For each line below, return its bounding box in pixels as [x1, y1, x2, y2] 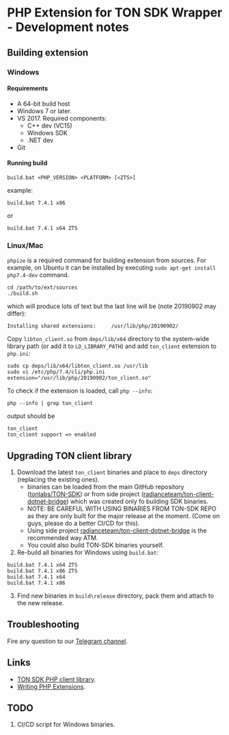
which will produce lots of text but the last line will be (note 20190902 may [7, 302, 217, 310]
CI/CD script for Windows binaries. [16, 721, 116, 729]
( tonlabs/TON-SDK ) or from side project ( [27, 490, 144, 498]
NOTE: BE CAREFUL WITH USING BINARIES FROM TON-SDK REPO [27, 504, 217, 513]
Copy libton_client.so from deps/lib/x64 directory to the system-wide [7, 335, 210, 343]
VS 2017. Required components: [16, 114, 107, 122]
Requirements [7, 84, 49, 93]
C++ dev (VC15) [27, 121, 73, 130]
